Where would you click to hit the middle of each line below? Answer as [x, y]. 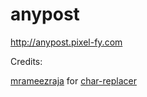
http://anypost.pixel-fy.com [66, 42]
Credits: [26, 61]
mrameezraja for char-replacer [73, 80]
